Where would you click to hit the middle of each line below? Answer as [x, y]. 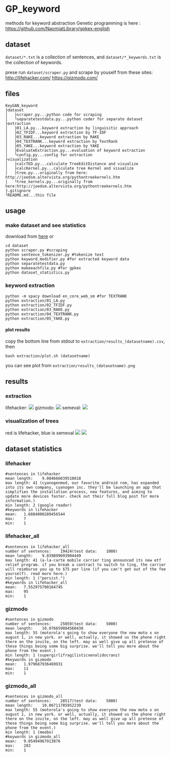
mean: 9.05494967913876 [33, 741]
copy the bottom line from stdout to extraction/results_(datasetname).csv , [85, 341]
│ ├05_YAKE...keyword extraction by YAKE [52, 146]
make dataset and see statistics [46, 225]
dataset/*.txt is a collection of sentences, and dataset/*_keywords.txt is [83, 57]
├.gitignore [18, 191]
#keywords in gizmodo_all [33, 737]
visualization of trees [32, 421]
